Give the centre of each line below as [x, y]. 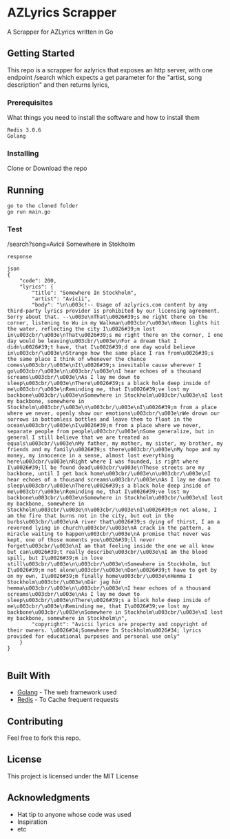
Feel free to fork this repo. [44, 738]
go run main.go [29, 212]
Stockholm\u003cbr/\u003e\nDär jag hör [64, 582]
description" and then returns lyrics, [59, 85]
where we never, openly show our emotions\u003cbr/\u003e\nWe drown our [114, 414]
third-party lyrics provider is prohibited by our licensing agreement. [114, 311]
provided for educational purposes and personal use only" [94, 636]
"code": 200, [38, 281]
